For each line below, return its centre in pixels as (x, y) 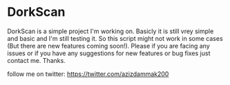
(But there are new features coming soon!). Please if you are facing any (109, 46)
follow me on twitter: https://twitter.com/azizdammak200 (88, 74)
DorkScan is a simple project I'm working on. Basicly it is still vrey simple (111, 31)
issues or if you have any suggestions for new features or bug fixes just (109, 53)
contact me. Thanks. (36, 60)
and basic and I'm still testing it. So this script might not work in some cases (115, 38)
